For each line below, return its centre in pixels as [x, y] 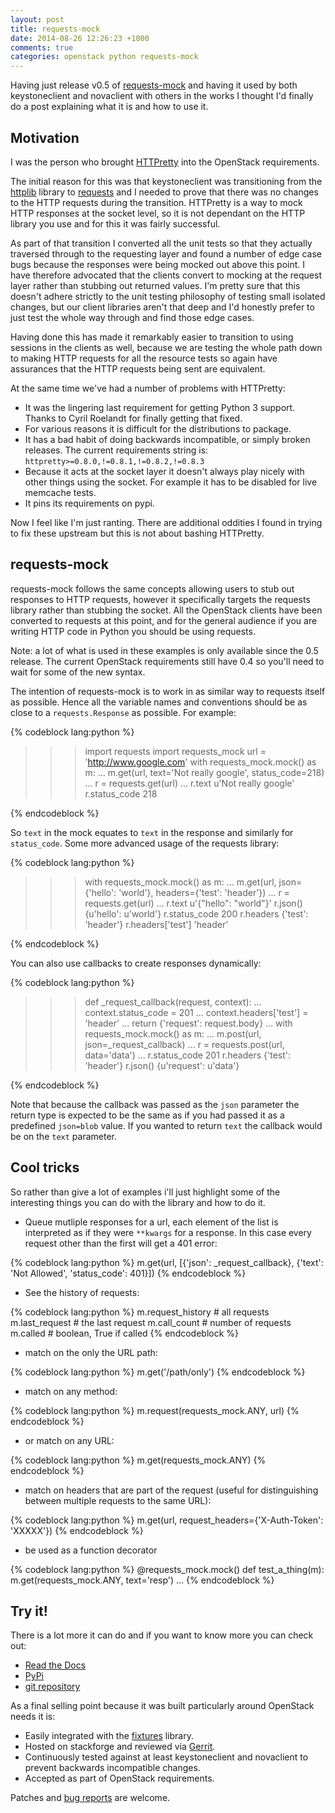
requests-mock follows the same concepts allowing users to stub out [152, 588]
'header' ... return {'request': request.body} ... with [188, 1023]
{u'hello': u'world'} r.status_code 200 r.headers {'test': [196, 913]
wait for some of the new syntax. [78, 672]
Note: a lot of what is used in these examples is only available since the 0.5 [164, 650]
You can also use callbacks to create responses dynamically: [136, 963]
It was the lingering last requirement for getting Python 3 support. [160, 407]
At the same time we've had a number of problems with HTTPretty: [148, 388]
